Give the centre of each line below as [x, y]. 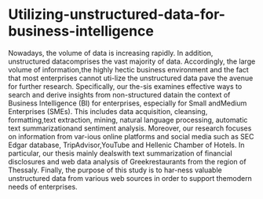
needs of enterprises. [43, 186]
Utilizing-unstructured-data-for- [117, 15]
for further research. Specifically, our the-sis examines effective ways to [125, 86]
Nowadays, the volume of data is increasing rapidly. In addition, [111, 53]
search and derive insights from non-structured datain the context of [119, 94]
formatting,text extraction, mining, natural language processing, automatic [128, 120]
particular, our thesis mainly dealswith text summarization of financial [121, 153]
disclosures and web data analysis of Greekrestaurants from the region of [127, 161]
